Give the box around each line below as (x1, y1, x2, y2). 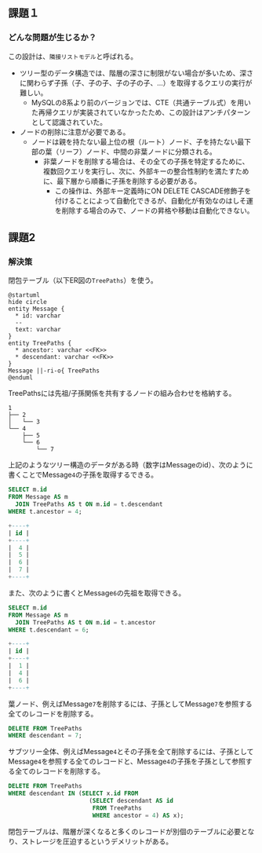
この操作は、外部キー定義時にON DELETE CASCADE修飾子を (54, 186, 252, 196)
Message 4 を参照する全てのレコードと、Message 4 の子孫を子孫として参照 (8, 756, 246, 767)
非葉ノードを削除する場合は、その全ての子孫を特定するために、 (42, 156, 249, 166)
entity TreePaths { (8, 339, 72, 347)
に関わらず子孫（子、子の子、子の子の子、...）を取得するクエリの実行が (19, 78, 253, 87)
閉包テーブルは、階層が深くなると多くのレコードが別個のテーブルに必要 (8, 826, 242, 836)
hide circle (8, 298, 47, 306)
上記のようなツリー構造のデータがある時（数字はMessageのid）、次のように (8, 460, 253, 470)
